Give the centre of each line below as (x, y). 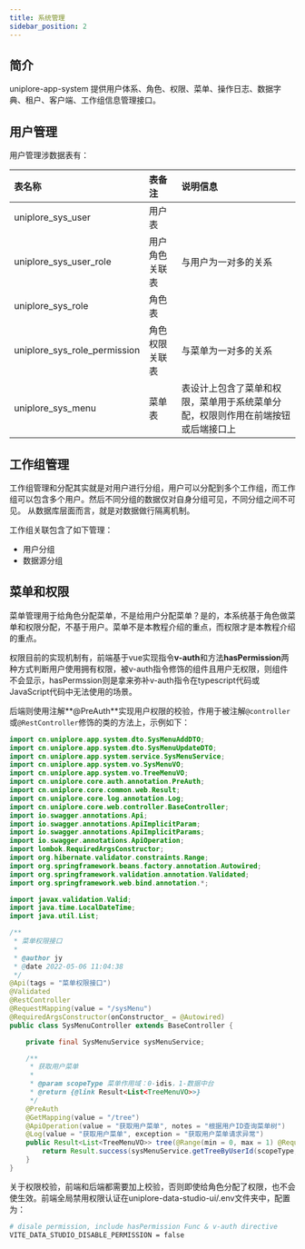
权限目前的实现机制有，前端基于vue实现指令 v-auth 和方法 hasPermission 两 (149, 657)
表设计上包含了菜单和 (227, 389)
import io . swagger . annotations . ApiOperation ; (97, 841)
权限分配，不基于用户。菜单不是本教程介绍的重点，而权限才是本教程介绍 (160, 627)
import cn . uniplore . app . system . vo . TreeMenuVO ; (99, 773)
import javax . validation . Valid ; (70, 899)
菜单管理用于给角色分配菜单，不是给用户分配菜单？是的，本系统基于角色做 (148, 615)
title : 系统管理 (37, 18)
